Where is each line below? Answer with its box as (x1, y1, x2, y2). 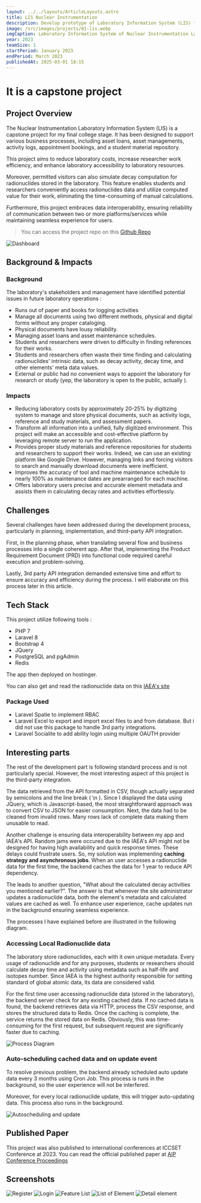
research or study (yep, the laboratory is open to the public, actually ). (14, 377, 188, 384)
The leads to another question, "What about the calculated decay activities (6, 881, 190, 888)
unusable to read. (6, 820, 50, 827)
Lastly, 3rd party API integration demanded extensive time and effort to (6, 570, 181, 577)
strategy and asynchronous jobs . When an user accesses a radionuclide (6, 857, 187, 864)
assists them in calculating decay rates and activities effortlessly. (14, 488, 175, 495)
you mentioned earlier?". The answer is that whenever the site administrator (6, 887, 193, 894)
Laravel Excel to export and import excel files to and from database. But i (14, 717, 194, 725)
